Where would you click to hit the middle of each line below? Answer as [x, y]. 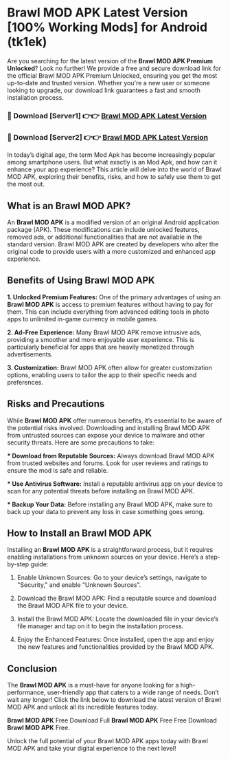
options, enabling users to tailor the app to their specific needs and [102, 375]
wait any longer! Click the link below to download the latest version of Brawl [114, 700]
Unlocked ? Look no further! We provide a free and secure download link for [114, 68]
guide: [39, 564]
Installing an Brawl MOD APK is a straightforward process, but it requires [110, 550]
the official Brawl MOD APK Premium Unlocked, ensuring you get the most [112, 75]
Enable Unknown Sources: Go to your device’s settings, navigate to [112, 578]
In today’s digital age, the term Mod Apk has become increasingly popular [111, 155]
